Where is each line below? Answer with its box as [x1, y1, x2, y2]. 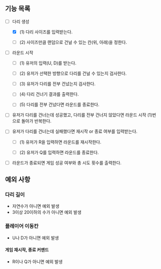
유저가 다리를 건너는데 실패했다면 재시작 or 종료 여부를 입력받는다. [12, 128, 138, 134]
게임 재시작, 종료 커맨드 [5, 247, 49, 253]
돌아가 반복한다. [21, 118, 52, 124]
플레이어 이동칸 [5, 223, 39, 229]
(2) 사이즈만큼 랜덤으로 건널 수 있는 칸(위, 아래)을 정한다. [19, 39, 127, 45]
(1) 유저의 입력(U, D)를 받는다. [19, 60, 77, 66]
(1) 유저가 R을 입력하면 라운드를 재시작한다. [19, 139, 101, 145]
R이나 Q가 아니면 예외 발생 [12, 258, 63, 265]
